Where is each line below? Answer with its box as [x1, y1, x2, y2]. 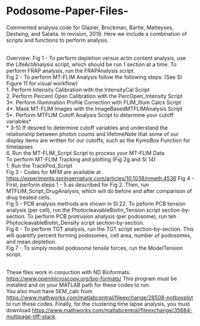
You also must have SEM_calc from [6, 287, 93, 294]
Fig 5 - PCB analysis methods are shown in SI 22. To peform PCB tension [6, 200, 186, 207]
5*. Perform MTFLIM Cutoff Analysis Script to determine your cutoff [6, 111, 174, 119]
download [6, 306, 31, 313]
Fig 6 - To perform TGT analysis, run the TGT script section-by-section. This [6, 225, 194, 232]
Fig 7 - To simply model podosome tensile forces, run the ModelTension [6, 244, 183, 252]
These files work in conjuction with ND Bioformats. [6, 268, 131, 275]
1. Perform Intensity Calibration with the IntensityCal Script [6, 86, 150, 93]
